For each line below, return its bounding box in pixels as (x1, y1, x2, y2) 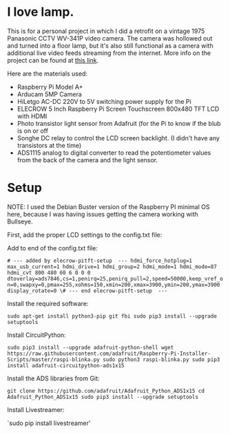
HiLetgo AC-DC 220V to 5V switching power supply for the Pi (17, 97, 191, 105)
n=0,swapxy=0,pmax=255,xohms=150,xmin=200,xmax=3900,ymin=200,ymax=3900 (7, 281, 220, 288)
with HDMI (17, 111, 48, 120)
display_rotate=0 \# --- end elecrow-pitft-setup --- (7, 287, 168, 294)
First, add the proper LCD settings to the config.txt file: (7, 230, 163, 239)
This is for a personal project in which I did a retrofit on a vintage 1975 (7, 27, 205, 35)
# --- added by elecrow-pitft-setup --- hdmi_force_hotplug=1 (7, 257, 193, 264)
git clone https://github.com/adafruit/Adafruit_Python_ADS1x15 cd (7, 387, 205, 394)
